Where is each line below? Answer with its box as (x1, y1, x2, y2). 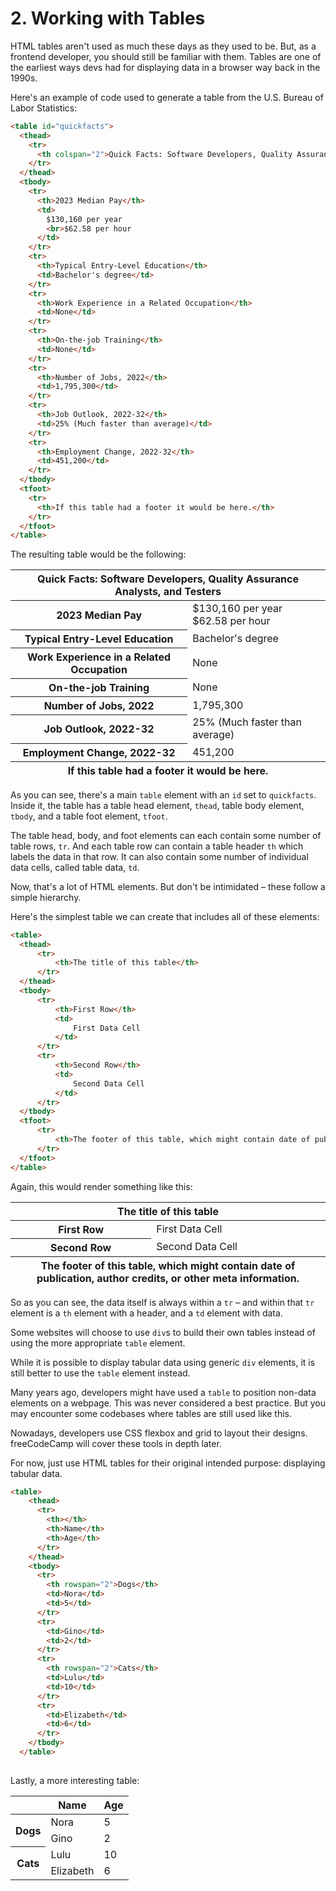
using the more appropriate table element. (10, 1337, 186, 1349)
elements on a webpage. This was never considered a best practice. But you (10, 1397, 326, 1409)
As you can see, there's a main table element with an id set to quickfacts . (10, 788, 317, 801)
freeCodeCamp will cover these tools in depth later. (10, 1437, 222, 1449)
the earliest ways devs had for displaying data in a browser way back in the (10, 61, 321, 73)
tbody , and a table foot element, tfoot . (10, 810, 168, 822)
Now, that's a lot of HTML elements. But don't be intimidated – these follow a (10, 880, 326, 892)
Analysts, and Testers (114, 585, 222, 599)
